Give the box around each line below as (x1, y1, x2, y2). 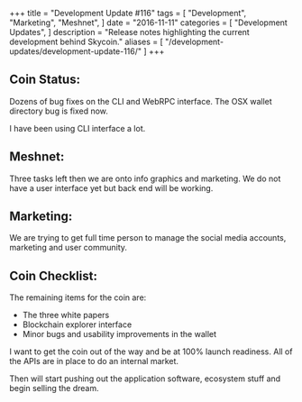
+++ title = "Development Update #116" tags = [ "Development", (9, 8, 247, 18)
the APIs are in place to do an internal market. (9, 356, 178, 367)
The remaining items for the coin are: (9, 292, 147, 303)
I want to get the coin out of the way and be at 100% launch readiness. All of (9, 346, 293, 357)
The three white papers (22, 310, 110, 321)
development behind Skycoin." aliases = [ (9, 36, 164, 47)
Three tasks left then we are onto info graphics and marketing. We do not (9, 173, 281, 184)
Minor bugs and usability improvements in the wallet (22, 329, 217, 340)
